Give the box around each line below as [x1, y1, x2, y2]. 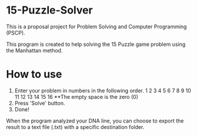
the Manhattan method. [6, 47, 63, 54]
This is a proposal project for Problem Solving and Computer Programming [6, 23, 187, 30]
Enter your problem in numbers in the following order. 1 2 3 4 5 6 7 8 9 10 [14, 87, 191, 94]
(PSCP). [6, 29, 25, 36]
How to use [6, 68, 62, 81]
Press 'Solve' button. [14, 99, 65, 107]
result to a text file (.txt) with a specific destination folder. [6, 123, 145, 130]
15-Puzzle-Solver [6, 4, 93, 17]
